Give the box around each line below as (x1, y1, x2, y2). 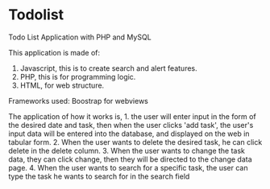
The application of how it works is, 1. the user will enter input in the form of (8, 111, 256, 121)
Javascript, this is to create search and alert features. (19, 63, 197, 73)
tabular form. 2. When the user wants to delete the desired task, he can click (8, 137, 263, 146)
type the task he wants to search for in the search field (8, 171, 190, 181)
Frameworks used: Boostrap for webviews (8, 96, 149, 105)
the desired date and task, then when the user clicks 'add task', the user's (8, 120, 254, 129)
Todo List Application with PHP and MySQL (8, 32, 152, 42)
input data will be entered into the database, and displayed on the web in (8, 129, 250, 138)
